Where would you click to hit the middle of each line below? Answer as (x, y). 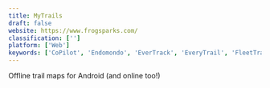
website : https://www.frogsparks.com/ (73, 30)
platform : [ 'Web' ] (39, 46)
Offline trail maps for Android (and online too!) (84, 76)
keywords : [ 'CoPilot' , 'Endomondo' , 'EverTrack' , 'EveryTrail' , (118, 53)
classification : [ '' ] (45, 38)
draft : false (30, 23)
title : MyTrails (35, 16)
